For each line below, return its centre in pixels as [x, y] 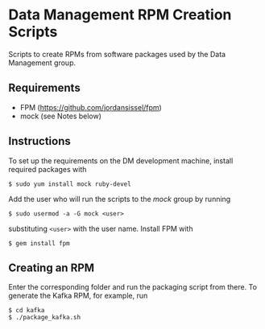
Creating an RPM [52, 267]
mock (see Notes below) [61, 116]
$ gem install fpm [39, 243]
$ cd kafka [27, 310]
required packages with [48, 169]
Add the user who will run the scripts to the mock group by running [120, 199]
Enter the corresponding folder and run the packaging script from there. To [133, 287]
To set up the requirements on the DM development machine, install [121, 160]
